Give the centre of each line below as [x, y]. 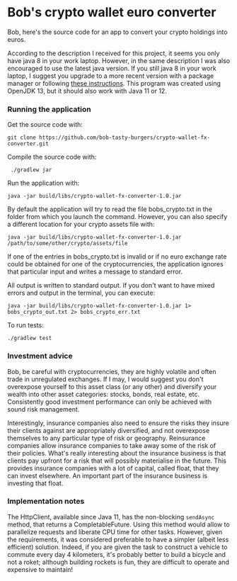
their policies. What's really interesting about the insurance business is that [117, 453]
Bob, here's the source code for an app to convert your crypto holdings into [117, 32]
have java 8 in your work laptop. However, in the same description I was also [119, 60]
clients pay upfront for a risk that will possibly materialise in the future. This [117, 461]
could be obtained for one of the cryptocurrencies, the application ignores [116, 264]
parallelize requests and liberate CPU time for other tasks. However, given [115, 531]
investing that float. [35, 483]
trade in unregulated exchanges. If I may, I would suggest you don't [105, 379]
